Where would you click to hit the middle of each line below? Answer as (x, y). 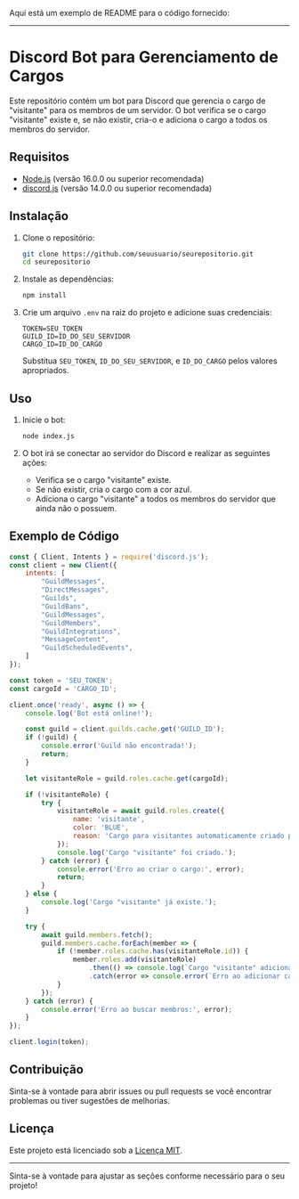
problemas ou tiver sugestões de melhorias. (90, 1100)
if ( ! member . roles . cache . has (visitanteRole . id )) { (153, 951)
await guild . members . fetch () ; (97, 934)
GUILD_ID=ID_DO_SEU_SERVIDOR (76, 337)
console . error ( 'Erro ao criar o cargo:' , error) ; (150, 869)
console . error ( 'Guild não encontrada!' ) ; (119, 746)
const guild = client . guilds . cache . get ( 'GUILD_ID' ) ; (125, 730)
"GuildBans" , (65, 606)
